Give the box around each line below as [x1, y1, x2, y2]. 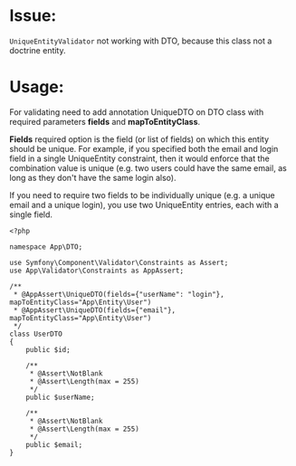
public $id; [25, 345, 71, 354]
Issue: [9, 5, 57, 26]
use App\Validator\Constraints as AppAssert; [9, 266, 184, 275]
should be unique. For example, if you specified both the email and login [9, 143, 279, 154]
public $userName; [25, 393, 95, 402]
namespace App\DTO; [9, 242, 83, 252]
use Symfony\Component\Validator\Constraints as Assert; [9, 258, 229, 267]
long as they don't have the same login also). [9, 172, 177, 183]
